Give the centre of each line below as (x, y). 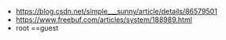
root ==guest (37, 28)
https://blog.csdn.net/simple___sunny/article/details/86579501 (117, 11)
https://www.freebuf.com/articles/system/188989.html (104, 20)
